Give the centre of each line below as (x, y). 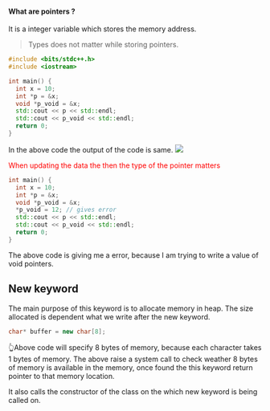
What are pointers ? (42, 11)
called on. (25, 400)
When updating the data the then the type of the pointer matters (115, 165)
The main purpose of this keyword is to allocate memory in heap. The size (131, 308)
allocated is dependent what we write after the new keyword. (109, 316)
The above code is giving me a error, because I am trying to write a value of (133, 255)
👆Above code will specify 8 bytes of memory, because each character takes (135, 347)
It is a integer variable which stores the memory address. (102, 29)
